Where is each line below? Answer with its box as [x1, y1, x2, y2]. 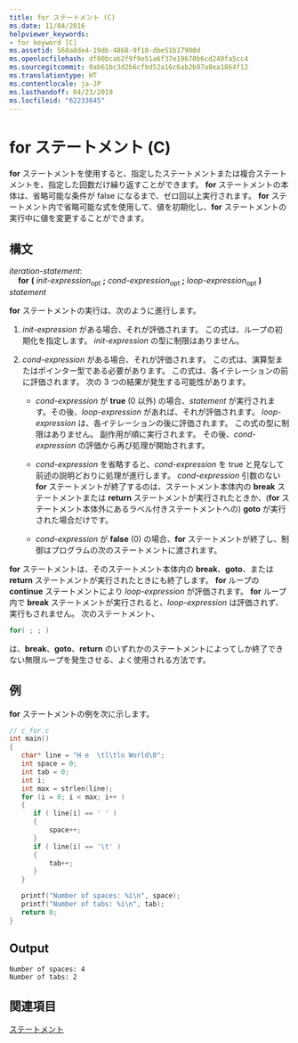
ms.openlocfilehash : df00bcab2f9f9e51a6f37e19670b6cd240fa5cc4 [9, 54, 249, 63]
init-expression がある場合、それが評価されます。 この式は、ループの [21, 324, 276, 334]
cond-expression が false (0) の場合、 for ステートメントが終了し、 [35, 533, 282, 544]
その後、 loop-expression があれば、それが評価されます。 [50, 407, 260, 417]
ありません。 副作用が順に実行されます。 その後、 [51, 429, 234, 439]
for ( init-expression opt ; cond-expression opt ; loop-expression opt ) [17, 275, 262, 288]
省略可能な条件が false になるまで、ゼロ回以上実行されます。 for [32, 191, 270, 201]
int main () [9, 735, 50, 743]
